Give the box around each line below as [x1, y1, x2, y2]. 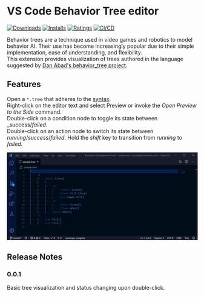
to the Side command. [7, 108, 62, 116]
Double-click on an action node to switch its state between [7, 127, 154, 134]
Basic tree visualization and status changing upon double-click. [7, 284, 165, 291]
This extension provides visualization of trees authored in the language [7, 55, 184, 62]
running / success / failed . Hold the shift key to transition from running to [7, 134, 182, 141]
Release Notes [7, 252, 63, 263]
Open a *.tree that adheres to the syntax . [7, 95, 111, 102]
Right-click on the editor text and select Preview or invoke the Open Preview [7, 102, 197, 109]
